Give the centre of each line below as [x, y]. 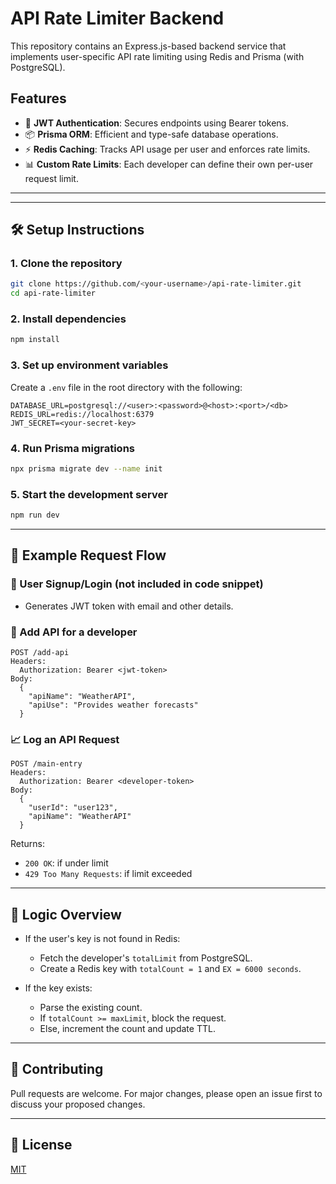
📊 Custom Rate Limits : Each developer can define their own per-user [169, 164]
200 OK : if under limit [66, 863]
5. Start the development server [89, 494]
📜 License [41, 1145]
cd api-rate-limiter [53, 293]
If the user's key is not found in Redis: [102, 939]
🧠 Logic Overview [66, 914]
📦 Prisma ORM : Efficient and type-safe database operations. [151, 134]
